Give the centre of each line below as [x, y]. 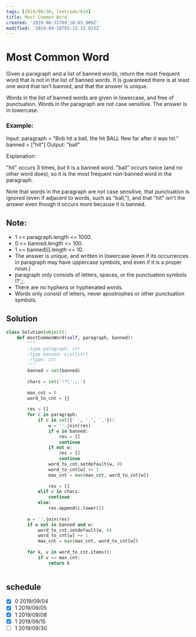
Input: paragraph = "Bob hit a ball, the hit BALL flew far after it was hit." [92, 138]
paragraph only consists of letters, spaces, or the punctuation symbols [101, 275]
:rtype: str [42, 360]
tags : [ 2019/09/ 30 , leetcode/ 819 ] [49, 12]
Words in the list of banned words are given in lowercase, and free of [90, 98]
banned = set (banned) [54, 371]
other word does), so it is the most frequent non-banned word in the [89, 174]
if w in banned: [68, 431]
